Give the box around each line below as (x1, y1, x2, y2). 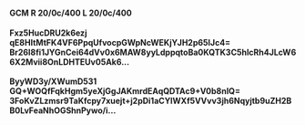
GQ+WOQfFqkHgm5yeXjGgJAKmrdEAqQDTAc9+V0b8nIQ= (9, 86, 241, 97)
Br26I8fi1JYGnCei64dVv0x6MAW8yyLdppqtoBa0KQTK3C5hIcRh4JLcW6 (9, 47, 297, 58)
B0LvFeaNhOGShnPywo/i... (9, 105, 117, 116)
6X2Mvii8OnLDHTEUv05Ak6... (9, 57, 130, 68)
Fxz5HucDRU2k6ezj (9, 27, 87, 38)
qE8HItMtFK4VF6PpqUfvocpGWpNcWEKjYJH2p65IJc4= (9, 37, 231, 48)
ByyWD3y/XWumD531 (9, 76, 97, 87)
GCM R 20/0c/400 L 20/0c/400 (9, 7, 132, 18)
